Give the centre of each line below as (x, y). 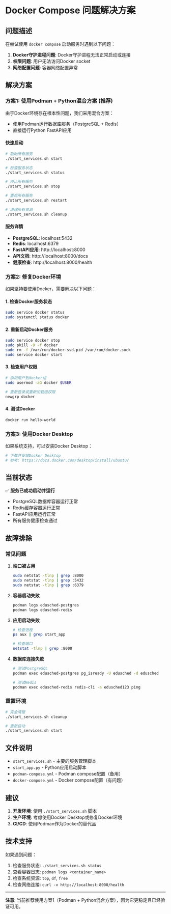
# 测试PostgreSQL (30, 669)
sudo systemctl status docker (37, 317)
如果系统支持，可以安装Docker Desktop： (49, 446)
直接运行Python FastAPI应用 (42, 130)
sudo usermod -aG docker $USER (38, 382)
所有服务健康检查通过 (35, 520)
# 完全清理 (15, 712)
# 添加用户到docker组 (26, 378)
